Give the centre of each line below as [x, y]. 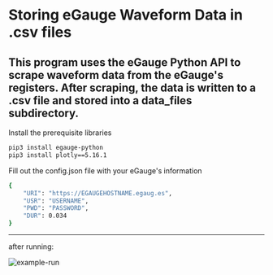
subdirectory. [43, 113]
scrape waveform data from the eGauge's [116, 75]
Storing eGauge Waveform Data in [126, 15]
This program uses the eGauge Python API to [125, 62]
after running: [31, 247]
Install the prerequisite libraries [60, 133]
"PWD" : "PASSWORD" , [56, 208]
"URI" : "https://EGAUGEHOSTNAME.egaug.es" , [98, 193]
